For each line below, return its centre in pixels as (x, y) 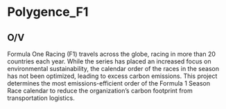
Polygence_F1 (48, 12)
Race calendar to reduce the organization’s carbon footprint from (100, 91)
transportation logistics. (41, 98)
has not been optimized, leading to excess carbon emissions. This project (112, 76)
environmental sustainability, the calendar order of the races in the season (113, 69)
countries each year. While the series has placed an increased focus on (109, 61)
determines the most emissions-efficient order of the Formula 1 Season (108, 83)
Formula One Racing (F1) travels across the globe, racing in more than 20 (112, 54)
